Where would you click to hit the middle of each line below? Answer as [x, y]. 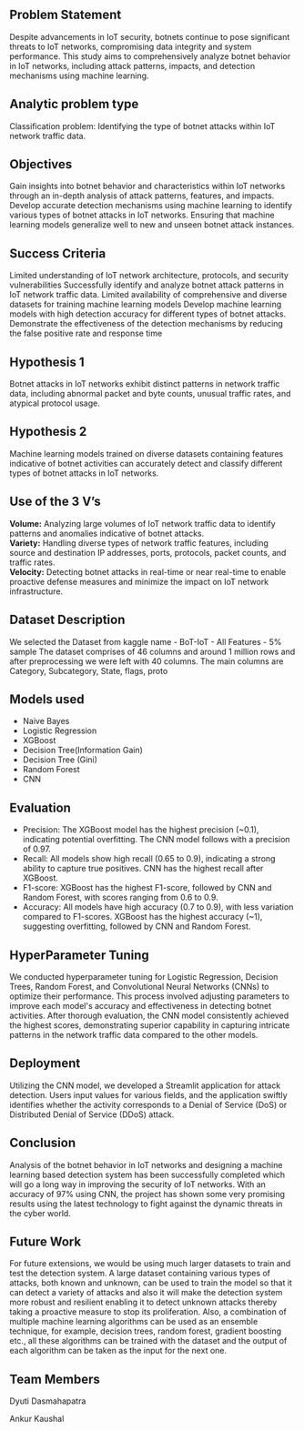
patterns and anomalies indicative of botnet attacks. [107, 533]
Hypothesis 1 [47, 362]
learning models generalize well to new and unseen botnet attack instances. [152, 225]
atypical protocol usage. [55, 403]
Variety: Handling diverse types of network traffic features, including [139, 543]
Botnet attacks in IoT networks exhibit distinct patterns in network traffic [145, 384]
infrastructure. [36, 591]
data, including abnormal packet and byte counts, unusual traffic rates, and [150, 394]
